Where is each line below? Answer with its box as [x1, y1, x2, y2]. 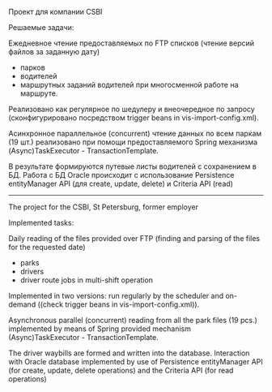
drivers [19, 267, 45, 276]
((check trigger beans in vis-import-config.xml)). [37, 299, 200, 309]
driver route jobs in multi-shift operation [19, 275, 154, 285]
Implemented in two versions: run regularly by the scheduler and [8, 291, 224, 300]
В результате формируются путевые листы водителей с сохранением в [8, 162, 257, 171]
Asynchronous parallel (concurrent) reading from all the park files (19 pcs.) [8, 316, 257, 325]
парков [19, 62, 46, 72]
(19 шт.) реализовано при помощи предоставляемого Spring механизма [8, 137, 257, 147]
